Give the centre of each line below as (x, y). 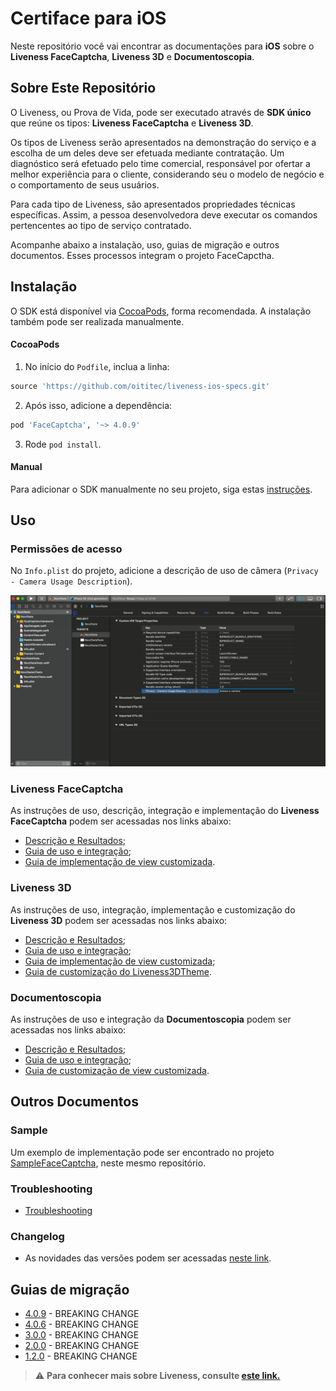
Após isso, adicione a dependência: (98, 405)
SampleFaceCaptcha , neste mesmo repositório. (108, 1163)
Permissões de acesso (66, 549)
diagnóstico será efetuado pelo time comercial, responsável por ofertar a (160, 163)
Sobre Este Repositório (83, 88)
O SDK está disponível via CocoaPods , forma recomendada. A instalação (161, 311)
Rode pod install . (63, 444)
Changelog (37, 1236)
